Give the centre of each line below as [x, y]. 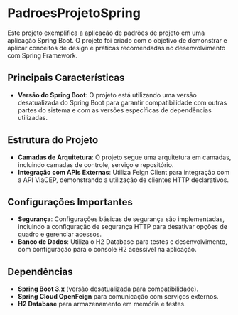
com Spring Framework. [43, 55]
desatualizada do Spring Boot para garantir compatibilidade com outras [122, 102]
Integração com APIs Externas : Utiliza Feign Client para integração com [124, 172]
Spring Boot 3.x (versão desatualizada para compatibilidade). [108, 289]
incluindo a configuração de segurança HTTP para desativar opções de [122, 227]
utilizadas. [33, 117]
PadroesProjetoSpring [74, 13]
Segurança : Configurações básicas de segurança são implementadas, [121, 219]
